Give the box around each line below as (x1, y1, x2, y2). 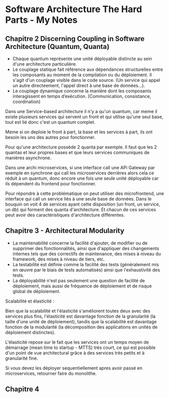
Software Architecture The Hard (5, 4, 142, 15)
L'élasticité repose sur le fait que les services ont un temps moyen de (5, 339, 149, 345)
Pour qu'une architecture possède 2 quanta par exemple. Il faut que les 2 (5, 144, 157, 150)
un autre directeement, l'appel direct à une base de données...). (12, 82, 145, 88)
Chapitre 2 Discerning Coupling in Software (5, 34, 145, 43)
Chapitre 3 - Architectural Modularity (5, 226, 125, 235)
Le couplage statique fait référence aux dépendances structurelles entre (12, 67, 163, 72)
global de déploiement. (12, 288, 61, 294)
